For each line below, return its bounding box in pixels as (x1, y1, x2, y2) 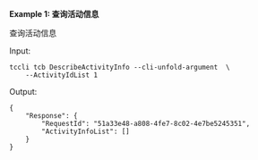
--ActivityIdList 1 (25, 71, 99, 80)
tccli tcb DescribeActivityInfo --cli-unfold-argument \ (9, 63, 230, 72)
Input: (9, 46, 31, 56)
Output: (9, 87, 38, 97)
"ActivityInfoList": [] (41, 127, 130, 136)
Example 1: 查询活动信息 (9, 9, 99, 19)
